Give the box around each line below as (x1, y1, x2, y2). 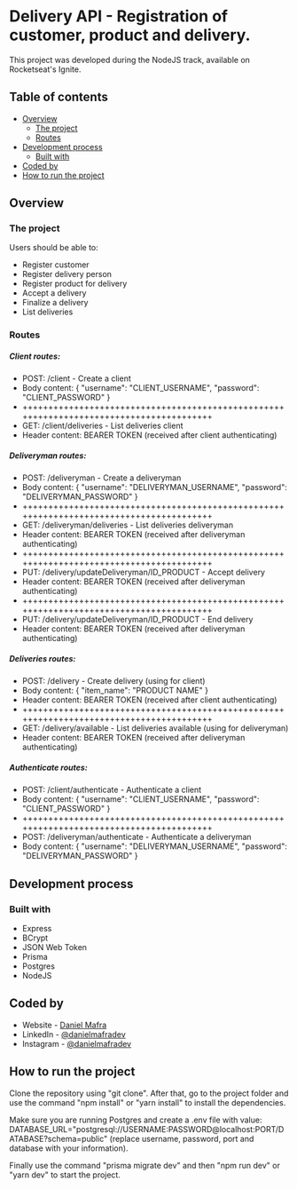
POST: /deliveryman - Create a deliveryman (21, 472, 182, 483)
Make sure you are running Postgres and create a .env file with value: (9, 1114, 262, 1125)
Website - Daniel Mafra (21, 1019, 107, 1030)
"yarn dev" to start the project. (9, 1169, 121, 1180)
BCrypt (21, 932, 49, 943)
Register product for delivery (21, 278, 128, 289)
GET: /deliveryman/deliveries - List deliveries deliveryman (21, 519, 233, 530)
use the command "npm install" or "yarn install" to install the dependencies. (9, 1097, 286, 1107)
